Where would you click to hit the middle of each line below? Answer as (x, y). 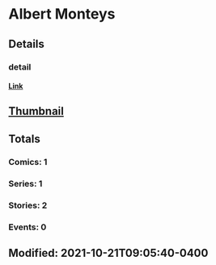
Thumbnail (36, 111)
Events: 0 (28, 227)
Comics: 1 (28, 162)
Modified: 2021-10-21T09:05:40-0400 (108, 252)
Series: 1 (25, 183)
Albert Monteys (62, 14)
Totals (24, 139)
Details (26, 44)
